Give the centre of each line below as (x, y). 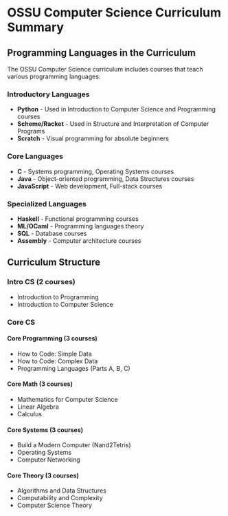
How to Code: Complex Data (57, 361)
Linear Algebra (38, 407)
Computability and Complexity (60, 498)
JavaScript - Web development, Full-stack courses (90, 186)
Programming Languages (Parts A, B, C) (73, 368)
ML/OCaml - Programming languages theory (80, 226)
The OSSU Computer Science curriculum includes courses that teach (105, 69)
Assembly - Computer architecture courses (79, 240)
